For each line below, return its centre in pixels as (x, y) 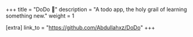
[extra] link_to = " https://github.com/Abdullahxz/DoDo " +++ (80, 28)
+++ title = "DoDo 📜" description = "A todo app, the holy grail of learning (96, 9)
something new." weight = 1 (40, 16)
